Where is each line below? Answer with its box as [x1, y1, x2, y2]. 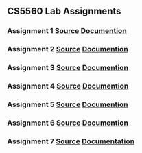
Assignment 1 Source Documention [7, 26, 127, 36]
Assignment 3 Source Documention [7, 63, 129, 73]
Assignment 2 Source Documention [7, 45, 128, 54]
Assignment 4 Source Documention [7, 82, 129, 91]
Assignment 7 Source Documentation [7, 137, 135, 146]
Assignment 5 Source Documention [7, 99, 128, 109]
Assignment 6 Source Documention [7, 118, 129, 128]
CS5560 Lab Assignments [7, 5, 121, 17]
